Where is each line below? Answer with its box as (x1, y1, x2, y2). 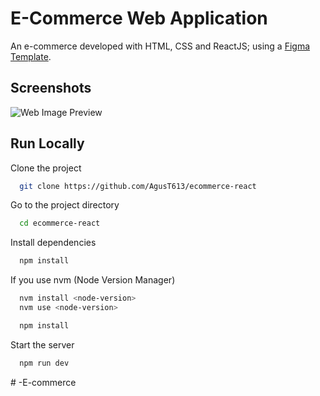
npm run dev (19, 358, 70, 368)
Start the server (10, 338, 75, 351)
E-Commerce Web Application (10, 7, 268, 30)
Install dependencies (10, 237, 97, 249)
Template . (10, 50, 52, 62)
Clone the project (10, 162, 82, 174)
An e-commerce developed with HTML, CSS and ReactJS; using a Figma (10, 40, 311, 52)
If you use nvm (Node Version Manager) (10, 274, 176, 286)
